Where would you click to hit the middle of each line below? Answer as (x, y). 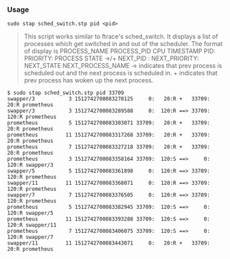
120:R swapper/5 (30, 213)
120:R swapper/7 (30, 237)
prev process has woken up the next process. (89, 80)
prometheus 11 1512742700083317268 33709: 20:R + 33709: (109, 135)
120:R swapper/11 (32, 225)
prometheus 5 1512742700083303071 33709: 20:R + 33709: (109, 123)
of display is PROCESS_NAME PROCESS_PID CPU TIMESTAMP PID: (120, 51)
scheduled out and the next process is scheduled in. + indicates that (120, 73)
